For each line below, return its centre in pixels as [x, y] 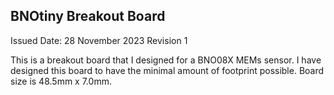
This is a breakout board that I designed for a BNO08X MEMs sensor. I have [166, 60]
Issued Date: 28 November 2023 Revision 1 [99, 40]
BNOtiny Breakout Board [88, 16]
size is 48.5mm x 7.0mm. [61, 81]
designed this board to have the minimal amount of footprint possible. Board [167, 70]
